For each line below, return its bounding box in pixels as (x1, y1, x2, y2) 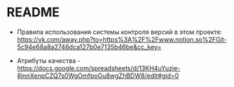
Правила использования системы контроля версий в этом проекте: (16, 28, 223, 36)
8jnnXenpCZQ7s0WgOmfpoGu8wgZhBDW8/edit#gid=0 (16, 71, 180, 80)
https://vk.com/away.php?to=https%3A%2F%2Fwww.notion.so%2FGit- (16, 35, 227, 43)
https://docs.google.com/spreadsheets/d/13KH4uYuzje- (16, 64, 181, 72)
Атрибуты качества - (16, 56, 81, 64)
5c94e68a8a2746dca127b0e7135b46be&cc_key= (16, 42, 162, 51)
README (6, 4, 60, 21)
